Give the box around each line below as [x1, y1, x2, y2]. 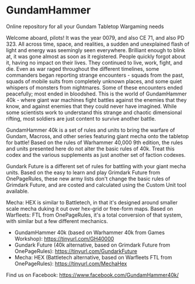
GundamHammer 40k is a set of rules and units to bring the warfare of [6, 126, 175, 134]
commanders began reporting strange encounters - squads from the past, [6, 71, 184, 78]
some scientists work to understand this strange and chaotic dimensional [6, 109, 182, 116]
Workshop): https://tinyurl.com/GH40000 [14, 235, 114, 242]
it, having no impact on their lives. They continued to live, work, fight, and [6, 59, 183, 66]
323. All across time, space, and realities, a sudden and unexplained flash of [6, 40, 190, 47]
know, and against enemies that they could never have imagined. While [6, 102, 177, 110]
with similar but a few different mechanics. [6, 217, 108, 224]
